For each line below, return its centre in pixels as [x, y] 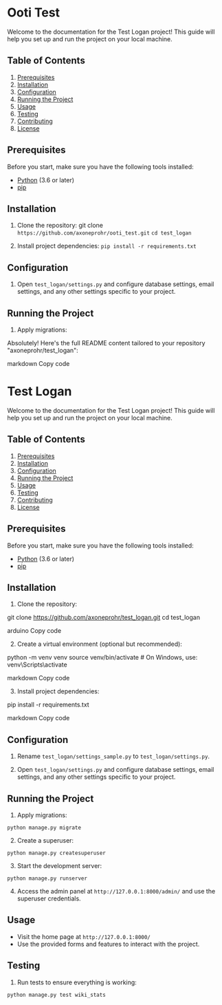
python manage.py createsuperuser [57, 853]
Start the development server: [59, 866]
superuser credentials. [49, 898]
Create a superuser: [45, 840]
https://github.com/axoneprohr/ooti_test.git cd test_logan [104, 233]
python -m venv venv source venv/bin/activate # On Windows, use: [102, 658]
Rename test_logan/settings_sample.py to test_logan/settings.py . [113, 756]
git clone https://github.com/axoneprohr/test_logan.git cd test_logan [104, 618]
